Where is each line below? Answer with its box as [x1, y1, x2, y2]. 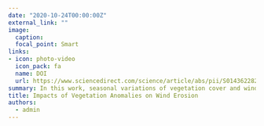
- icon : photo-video [8, 56, 76, 63]
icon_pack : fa [15, 63, 61, 70]
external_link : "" [8, 19, 68, 27]
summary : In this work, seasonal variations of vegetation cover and [8, 84, 241, 92]
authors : [8, 99, 37, 106]
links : [8, 48, 30, 56]
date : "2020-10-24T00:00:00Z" [8, 11, 108, 20]
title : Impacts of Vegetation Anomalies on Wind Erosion [8, 92, 199, 99]
